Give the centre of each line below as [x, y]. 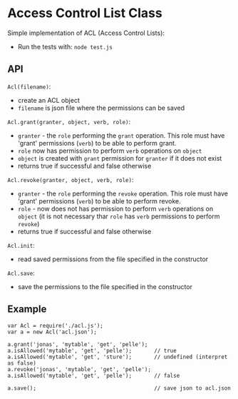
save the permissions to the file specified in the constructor [105, 286]
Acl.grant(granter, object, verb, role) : [69, 121]
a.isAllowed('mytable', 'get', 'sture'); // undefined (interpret [118, 357]
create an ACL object [48, 100]
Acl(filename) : [29, 86]
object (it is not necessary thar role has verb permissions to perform [119, 216]
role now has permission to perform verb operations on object [110, 151]
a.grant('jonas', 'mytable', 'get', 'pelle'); [78, 344]
